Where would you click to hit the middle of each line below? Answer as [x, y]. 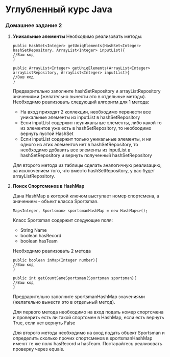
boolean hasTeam [39, 241]
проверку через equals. [39, 349]
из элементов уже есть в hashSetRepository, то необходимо [86, 128]
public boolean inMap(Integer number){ [55, 260]
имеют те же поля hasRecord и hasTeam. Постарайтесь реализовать [87, 344]
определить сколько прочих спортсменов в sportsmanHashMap [82, 338]
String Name [33, 230]
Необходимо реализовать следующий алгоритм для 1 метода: [81, 102]
